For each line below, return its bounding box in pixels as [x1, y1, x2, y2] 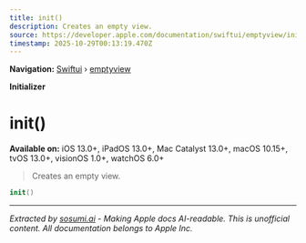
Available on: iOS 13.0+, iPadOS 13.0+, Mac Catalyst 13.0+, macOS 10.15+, [9, 143, 289, 155]
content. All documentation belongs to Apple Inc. [9, 223, 193, 234]
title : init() [9, 13, 64, 23]
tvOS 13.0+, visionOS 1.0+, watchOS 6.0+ [9, 153, 165, 164]
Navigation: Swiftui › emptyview [9, 64, 131, 75]
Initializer [9, 81, 46, 92]
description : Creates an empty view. [9, 22, 153, 31]
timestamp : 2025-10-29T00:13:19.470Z [9, 38, 153, 48]
